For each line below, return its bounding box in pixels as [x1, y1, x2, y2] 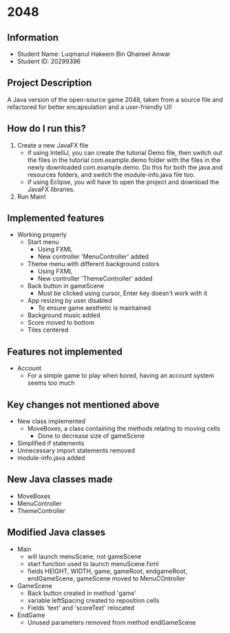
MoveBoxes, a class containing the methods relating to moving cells [27, 425, 220, 433]
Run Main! [17, 192, 46, 201]
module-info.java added [17, 454, 85, 462]
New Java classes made [7, 474, 113, 485]
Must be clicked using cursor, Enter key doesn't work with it [37, 289, 208, 297]
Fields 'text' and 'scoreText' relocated [27, 603, 135, 612]
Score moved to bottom [27, 319, 95, 327]
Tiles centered [27, 325, 69, 334]
